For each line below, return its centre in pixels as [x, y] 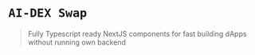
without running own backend [76, 42]
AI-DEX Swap [48, 13]
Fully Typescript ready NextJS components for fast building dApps [137, 33]
